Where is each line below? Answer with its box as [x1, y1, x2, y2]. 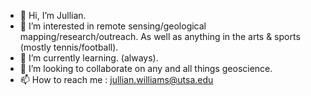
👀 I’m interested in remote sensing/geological [19, 20, 207, 32]
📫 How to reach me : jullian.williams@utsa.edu [19, 74, 214, 85]
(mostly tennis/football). [19, 41, 119, 53]
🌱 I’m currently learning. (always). [19, 52, 159, 64]
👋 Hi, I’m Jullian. [19, 10, 87, 21]
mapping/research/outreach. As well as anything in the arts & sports [19, 31, 301, 42]
